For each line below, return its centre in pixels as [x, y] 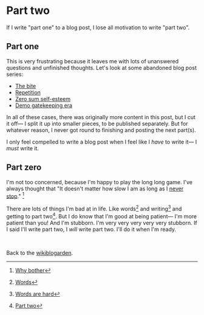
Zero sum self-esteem [43, 99]
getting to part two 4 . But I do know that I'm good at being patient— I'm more [102, 215]
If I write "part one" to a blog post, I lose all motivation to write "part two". [98, 27]
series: [15, 74]
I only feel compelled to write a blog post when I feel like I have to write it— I [102, 142]
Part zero [24, 168]
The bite [25, 86]
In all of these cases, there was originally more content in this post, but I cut [101, 117]
